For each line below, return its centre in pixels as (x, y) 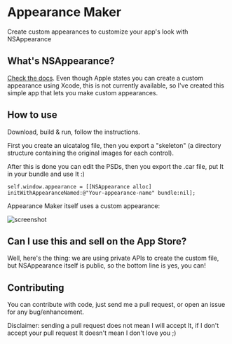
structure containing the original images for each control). (90, 153)
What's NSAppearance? (61, 61)
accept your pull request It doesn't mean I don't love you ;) (92, 333)
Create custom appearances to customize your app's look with (98, 32)
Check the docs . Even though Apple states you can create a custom (105, 78)
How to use (32, 115)
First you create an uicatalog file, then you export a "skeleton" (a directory (114, 145)
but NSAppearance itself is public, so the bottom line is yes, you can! (107, 266)
